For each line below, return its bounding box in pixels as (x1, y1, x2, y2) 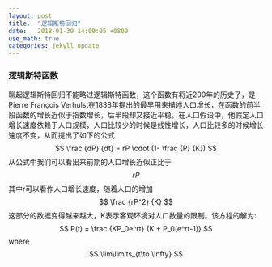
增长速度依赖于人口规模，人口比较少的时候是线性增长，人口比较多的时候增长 (8, 121, 264, 130)
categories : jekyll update (8, 42, 100, 50)
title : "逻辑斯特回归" (8, 19, 81, 28)
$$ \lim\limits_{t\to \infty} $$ (88, 249, 184, 259)
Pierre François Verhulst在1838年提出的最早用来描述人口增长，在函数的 (8, 100, 247, 110)
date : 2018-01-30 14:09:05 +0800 (8, 27, 129, 35)
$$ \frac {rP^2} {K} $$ (99, 197, 173, 207)
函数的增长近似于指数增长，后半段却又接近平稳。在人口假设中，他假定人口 (15, 110, 264, 120)
